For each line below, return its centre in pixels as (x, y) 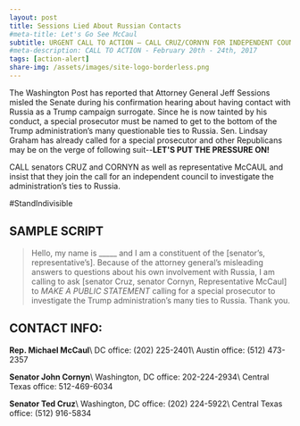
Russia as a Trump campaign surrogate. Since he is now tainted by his (138, 112)
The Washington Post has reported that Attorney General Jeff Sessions (140, 92)
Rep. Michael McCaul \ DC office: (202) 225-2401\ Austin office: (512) (137, 350)
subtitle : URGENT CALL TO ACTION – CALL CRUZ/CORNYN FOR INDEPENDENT (142, 42)
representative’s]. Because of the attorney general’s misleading (147, 262)
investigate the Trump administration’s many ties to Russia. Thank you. (160, 300)
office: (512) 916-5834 (50, 413)
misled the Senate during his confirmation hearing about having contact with (150, 102)
